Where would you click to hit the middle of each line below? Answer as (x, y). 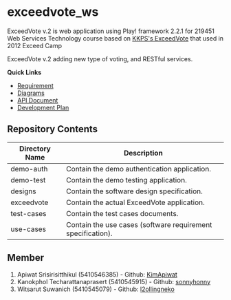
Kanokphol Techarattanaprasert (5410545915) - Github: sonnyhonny (114, 281)
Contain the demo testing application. (126, 180)
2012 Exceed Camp (35, 45)
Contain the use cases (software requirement (139, 224)
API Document (37, 100)
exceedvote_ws (53, 12)
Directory (35, 149)
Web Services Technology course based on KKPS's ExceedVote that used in (115, 38)
